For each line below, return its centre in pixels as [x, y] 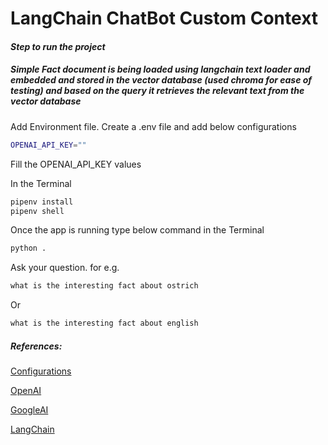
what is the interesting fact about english [104, 323]
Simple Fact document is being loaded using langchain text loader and [160, 69]
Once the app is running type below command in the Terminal [137, 230]
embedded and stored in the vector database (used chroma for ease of [161, 80]
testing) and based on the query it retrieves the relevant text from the [157, 91]
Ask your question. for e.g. [65, 268]
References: [36, 346]
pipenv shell [37, 211]
